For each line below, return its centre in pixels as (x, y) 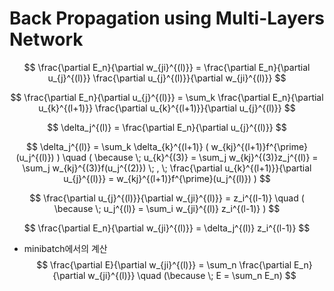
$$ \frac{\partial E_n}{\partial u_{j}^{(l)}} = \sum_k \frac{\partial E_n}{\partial (167, 97)
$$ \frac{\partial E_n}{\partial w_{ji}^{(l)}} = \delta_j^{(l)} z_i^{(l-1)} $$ (167, 228)
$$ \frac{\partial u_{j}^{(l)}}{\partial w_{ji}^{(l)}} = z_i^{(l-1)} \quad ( (167, 198)
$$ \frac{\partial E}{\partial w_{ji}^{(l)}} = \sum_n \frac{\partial (164, 264)
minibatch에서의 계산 (65, 248)
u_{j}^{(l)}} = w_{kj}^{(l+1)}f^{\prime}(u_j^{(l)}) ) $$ (167, 178)
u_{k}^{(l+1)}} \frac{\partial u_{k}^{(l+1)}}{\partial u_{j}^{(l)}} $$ (167, 108)
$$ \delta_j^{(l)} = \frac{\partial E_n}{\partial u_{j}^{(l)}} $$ (167, 127)
